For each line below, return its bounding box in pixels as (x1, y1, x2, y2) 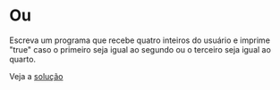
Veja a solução (9, 70, 64, 81)
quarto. (9, 53, 37, 64)
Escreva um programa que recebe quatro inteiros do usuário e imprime (9, 35, 271, 45)
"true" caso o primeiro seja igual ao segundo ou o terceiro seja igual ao (9, 44, 271, 54)
